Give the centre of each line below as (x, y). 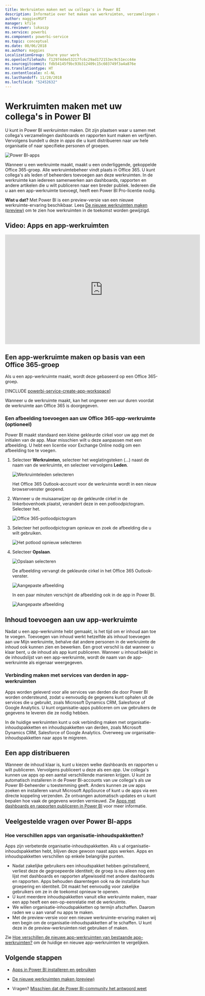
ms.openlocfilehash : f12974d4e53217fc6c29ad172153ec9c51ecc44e (71, 59)
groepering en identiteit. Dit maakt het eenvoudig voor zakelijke (76, 887)
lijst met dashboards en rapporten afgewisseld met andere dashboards (83, 876)
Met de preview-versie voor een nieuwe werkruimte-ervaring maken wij (84, 918)
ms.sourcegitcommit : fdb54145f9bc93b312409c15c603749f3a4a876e (71, 64)
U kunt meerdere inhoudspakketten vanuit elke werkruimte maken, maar (84, 897)
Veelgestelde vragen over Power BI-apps (69, 821)
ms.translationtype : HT (29, 69)
